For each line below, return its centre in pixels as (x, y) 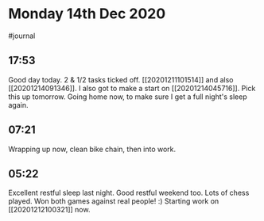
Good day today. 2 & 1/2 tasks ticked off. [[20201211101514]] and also (121, 79)
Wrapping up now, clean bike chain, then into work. (92, 149)
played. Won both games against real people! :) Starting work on (114, 201)
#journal (22, 36)
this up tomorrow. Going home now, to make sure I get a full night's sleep (128, 97)
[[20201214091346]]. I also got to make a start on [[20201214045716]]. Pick (132, 88)
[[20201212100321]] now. (49, 210)
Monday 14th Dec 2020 (87, 14)
